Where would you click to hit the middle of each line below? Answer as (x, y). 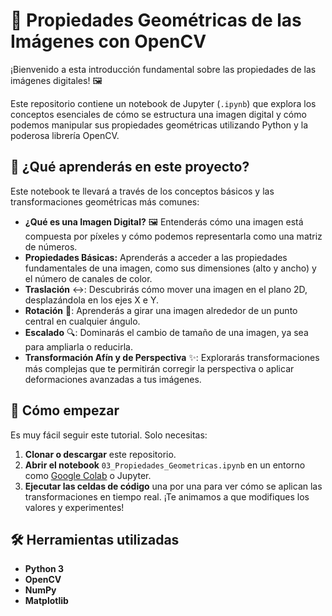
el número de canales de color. (88, 278)
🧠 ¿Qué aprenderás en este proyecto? (130, 167)
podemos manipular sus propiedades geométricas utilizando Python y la (159, 125)
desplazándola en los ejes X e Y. (91, 300)
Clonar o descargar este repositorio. (100, 454)
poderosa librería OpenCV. (65, 135)
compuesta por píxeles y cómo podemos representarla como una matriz (173, 236)
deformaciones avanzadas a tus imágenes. (113, 379)
